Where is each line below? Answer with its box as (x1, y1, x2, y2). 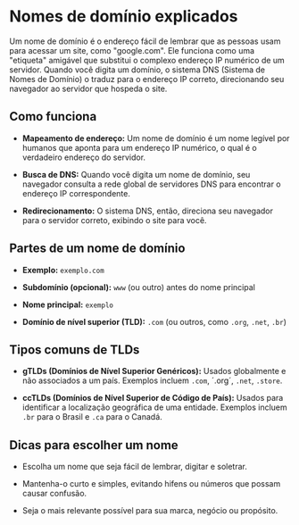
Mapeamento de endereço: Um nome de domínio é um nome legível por (21, 132, 290, 144)
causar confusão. (21, 488, 87, 499)
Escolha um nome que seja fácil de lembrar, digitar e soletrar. (21, 462, 247, 472)
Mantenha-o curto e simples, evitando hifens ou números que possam (21, 479, 281, 489)
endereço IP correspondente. (21, 187, 131, 198)
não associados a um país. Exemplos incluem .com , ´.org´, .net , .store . (21, 375, 283, 386)
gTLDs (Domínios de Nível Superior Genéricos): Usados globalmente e (21, 366, 287, 377)
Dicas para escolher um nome (9, 437, 179, 453)
